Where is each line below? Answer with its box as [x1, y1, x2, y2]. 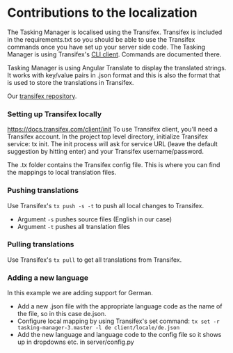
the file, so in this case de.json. [17, 310, 106, 318]
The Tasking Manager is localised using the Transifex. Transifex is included [7, 28, 223, 36]
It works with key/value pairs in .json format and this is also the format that [7, 71, 220, 79]
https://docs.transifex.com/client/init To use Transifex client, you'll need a [7, 125, 218, 134]
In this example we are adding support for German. [7, 289, 153, 297]
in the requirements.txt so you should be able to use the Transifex [7, 35, 195, 43]
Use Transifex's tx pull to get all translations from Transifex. [7, 256, 182, 264]
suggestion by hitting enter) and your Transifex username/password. [7, 148, 204, 156]
